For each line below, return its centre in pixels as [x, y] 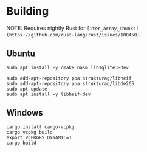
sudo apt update [27, 89]
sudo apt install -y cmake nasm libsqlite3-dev [68, 67]
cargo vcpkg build [29, 132]
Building [28, 11]
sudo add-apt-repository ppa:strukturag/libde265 [70, 83]
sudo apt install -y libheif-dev [49, 94]
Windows [25, 113]
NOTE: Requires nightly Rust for [46, 28]
